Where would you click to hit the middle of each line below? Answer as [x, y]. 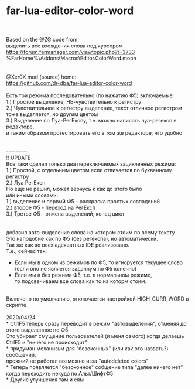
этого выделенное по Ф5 [37, 330]
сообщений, [21, 354]
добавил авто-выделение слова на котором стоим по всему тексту [90, 232]
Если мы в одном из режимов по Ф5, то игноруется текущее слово [99, 262]
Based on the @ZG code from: [42, 39]
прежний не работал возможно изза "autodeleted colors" [77, 361]
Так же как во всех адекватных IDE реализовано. [68, 245]
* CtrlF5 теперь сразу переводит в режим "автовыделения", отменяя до [96, 323]
